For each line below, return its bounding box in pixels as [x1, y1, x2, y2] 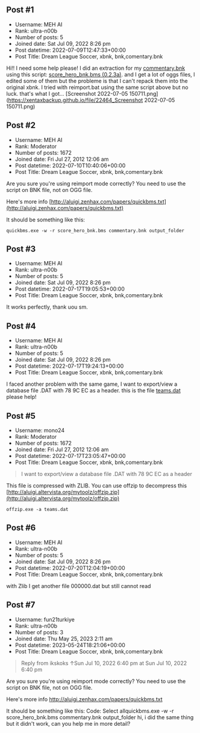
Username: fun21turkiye [14, 616, 75, 623]
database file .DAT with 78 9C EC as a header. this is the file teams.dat [6, 387, 181, 394]
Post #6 [6, 523, 36, 533]
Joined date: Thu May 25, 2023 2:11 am [14, 635, 113, 642]
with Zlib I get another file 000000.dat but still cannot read [6, 582, 151, 589]
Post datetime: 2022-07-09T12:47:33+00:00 [14, 46, 127, 54]
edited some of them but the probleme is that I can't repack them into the [6, 77, 188, 84]
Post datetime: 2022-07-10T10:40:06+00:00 [14, 162, 126, 169]
